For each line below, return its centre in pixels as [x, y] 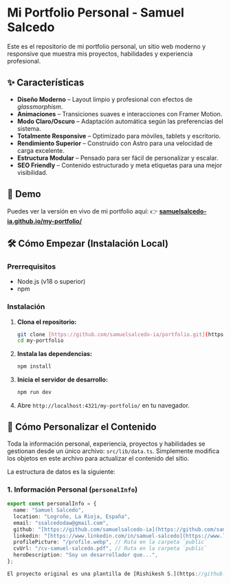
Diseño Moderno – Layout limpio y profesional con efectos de [104, 99]
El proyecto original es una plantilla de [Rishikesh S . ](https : [102, 574]
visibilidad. [32, 172]
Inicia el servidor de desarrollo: [63, 379]
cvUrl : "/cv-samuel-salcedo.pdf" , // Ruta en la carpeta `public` [110, 549]
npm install [34, 366]
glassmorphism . [40, 106]
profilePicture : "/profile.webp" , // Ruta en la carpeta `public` [110, 542]
